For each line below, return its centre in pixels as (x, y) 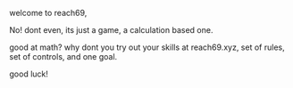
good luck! (29, 74)
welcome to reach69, (48, 13)
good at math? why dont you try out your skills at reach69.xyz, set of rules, (147, 47)
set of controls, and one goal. (63, 56)
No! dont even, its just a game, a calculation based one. (111, 30)
